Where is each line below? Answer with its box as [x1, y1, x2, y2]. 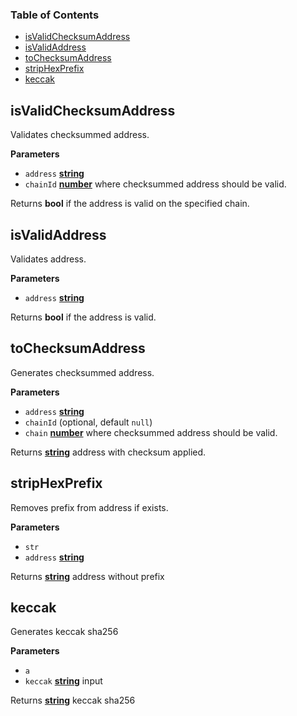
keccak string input [24, 675, 103, 687]
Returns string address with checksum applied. [10, 446, 207, 458]
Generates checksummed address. [10, 366, 155, 378]
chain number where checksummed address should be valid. [24, 426, 278, 438]
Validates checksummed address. [10, 129, 150, 141]
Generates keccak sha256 [10, 626, 119, 638]
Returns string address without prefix [10, 570, 165, 582]
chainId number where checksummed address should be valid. [24, 178, 287, 190]
